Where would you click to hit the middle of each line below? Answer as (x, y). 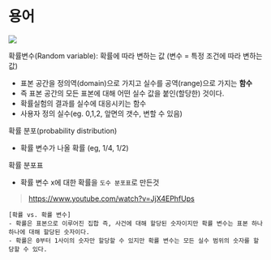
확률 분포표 (26, 165)
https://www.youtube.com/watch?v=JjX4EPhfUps (111, 198)
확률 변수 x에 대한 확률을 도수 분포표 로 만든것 (90, 182)
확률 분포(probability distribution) (63, 130)
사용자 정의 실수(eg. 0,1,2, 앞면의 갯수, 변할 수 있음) (101, 113)
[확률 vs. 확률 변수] (40, 215)
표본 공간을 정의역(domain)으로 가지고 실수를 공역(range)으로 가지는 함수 (136, 83)
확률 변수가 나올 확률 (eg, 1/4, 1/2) (74, 147)
